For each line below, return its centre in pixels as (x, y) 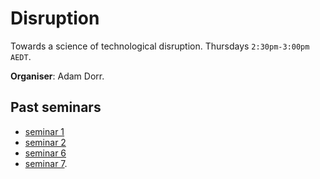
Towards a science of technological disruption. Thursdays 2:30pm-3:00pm (160, 46)
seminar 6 (45, 153)
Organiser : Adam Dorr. (57, 76)
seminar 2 (45, 142)
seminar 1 (44, 131)
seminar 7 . (46, 163)
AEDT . (21, 56)
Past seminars (56, 107)
